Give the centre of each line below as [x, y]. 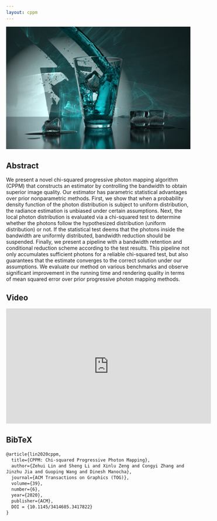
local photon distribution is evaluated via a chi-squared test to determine [94, 217]
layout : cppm [22, 12]
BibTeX [19, 440]
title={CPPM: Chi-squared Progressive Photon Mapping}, [81, 460]
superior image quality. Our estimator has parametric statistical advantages [97, 192]
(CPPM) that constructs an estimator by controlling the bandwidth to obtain [97, 186]
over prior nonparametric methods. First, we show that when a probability [95, 198]
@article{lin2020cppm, [34, 454]
